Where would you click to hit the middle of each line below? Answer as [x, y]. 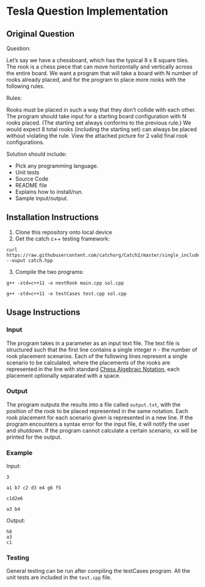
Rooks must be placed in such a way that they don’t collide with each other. [101, 110]
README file [31, 185]
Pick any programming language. [57, 166]
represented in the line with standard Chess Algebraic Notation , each [93, 369]
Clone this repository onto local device [64, 232]
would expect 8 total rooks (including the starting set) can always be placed [102, 129]
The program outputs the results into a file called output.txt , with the [94, 405]
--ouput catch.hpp [30, 261]
